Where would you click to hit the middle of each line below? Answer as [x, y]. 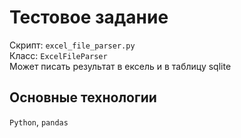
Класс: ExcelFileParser [58, 55]
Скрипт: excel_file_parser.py [72, 45]
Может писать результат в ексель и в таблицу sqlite [120, 66]
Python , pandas [39, 122]
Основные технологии [83, 97]
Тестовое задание [89, 17]
